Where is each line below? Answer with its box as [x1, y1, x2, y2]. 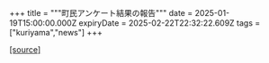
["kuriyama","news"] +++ [9, 28, 103, 37]
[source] [9, 44, 41, 55]
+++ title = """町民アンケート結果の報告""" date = [9, 8, 193, 18]
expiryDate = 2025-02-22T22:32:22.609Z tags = [78, 18, 261, 28]
